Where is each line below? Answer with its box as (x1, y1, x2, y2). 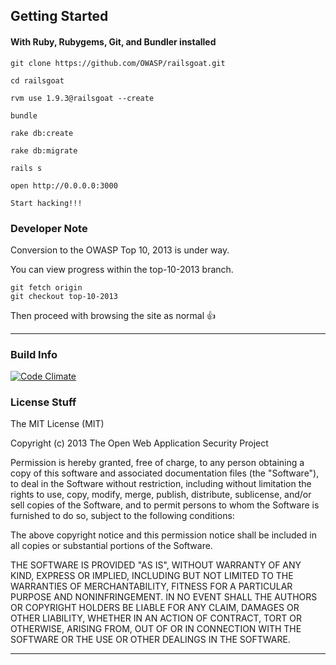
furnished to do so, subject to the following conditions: (10, 510, 235, 522)
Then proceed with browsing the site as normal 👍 (10, 309, 217, 321)
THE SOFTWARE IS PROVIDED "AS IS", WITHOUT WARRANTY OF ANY (10, 559, 302, 571)
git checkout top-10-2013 (10, 291, 118, 301)
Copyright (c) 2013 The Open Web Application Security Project (10, 437, 269, 449)
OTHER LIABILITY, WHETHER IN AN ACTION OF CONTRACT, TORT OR (10, 612, 302, 624)
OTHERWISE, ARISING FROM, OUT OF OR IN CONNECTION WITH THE (10, 623, 302, 635)
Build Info (10, 347, 58, 361)
